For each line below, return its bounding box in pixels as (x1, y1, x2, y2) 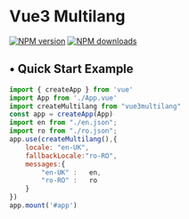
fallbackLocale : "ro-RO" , (25, 151, 118, 160)
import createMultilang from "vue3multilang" (9, 101, 181, 110)
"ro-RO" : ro (41, 176, 98, 185)
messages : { (25, 159, 66, 168)
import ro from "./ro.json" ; (9, 126, 118, 135)
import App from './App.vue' (9, 93, 118, 102)
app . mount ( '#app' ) (9, 201, 78, 210)
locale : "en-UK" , (25, 142, 90, 152)
